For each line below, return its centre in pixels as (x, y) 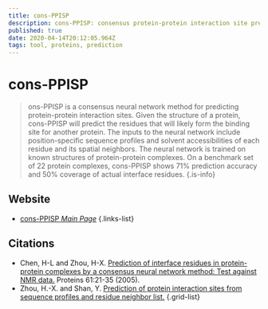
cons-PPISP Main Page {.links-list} (77, 218)
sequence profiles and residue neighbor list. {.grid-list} (110, 296)
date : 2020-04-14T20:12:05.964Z (62, 38)
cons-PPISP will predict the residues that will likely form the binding (139, 123)
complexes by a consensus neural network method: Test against (151, 271)
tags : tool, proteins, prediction (66, 45)
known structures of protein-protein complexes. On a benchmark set (140, 158)
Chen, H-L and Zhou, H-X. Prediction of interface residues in (119, 263)
